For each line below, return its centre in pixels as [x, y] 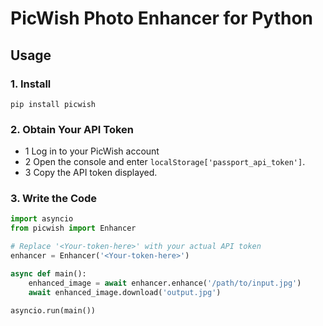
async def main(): [48, 273]
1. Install [31, 84]
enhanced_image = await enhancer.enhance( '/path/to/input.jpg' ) [165, 283]
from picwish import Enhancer [73, 228]
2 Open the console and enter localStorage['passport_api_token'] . [165, 162]
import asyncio [42, 219]
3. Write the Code [54, 199]
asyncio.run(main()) [53, 310]
